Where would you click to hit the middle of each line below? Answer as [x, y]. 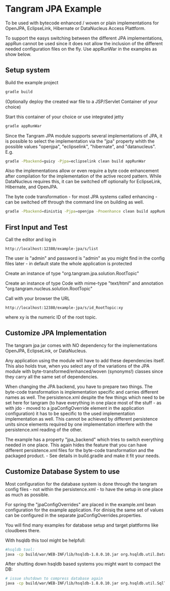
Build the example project [32, 82]
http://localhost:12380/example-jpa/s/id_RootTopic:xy [64, 308]
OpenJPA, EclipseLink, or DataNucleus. [46, 351]
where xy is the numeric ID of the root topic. [51, 317]
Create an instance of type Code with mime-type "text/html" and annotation [84, 283]
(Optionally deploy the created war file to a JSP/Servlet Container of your [81, 101]
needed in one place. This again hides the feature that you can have [76, 445]
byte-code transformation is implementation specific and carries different [82, 392]
